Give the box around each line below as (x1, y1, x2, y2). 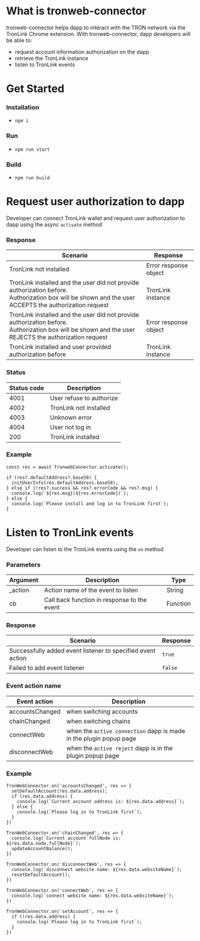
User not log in (49, 423, 91, 431)
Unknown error (49, 413, 92, 421)
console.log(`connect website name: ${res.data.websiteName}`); (11, 893, 174, 899)
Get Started (6, 82, 64, 96)
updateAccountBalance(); (11, 845, 73, 851)
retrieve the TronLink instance (14, 54, 89, 62)
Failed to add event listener (9, 664, 85, 672)
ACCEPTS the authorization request (9, 301, 109, 309)
